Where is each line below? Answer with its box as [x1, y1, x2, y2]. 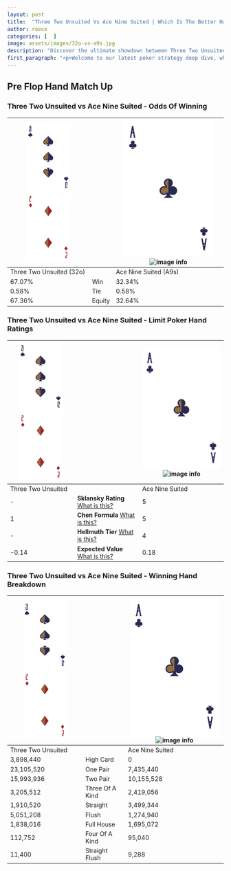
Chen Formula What [76, 511, 135, 519]
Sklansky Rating [76, 494, 125, 502]
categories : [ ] [7, 33, 57, 40]
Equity [91, 296, 110, 305]
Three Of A [85, 784, 117, 793]
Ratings [7, 324, 34, 333]
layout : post [7, 11, 45, 18]
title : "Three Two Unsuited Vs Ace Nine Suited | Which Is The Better [7, 18, 217, 25]
